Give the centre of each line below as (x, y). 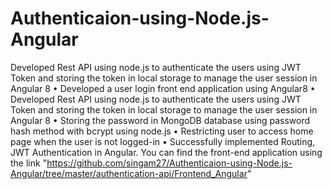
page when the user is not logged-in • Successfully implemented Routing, (163, 141)
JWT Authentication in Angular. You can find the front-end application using (166, 152)
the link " (29, 163)
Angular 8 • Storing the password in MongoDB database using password (160, 120)
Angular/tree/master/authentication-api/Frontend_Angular (129, 173)
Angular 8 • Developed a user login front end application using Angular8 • (163, 88)
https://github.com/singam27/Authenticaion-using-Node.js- (169, 163)
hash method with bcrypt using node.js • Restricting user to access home (162, 131)
